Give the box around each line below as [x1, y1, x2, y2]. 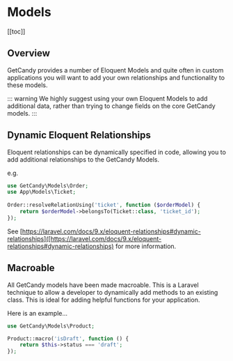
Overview [7, 47, 51, 59]
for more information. [115, 242, 177, 250]
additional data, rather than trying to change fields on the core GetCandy [7, 102, 216, 110]
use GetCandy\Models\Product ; [7, 322, 95, 330]
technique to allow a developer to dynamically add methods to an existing [7, 288, 218, 296]
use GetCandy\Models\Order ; [7, 182, 89, 189]
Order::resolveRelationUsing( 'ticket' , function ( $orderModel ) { [7, 201, 200, 209]
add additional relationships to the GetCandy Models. [7, 155, 160, 164]
